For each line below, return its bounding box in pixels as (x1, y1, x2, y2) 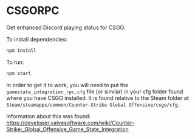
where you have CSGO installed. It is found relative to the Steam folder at (6, 94, 190, 101)
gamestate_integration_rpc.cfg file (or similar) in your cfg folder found (6, 88, 183, 95)
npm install (6, 47, 36, 54)
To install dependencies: (6, 35, 68, 43)
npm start (6, 70, 32, 76)
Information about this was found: (6, 112, 91, 119)
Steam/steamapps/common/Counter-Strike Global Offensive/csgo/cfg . (6, 101, 180, 108)
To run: (6, 59, 24, 66)
